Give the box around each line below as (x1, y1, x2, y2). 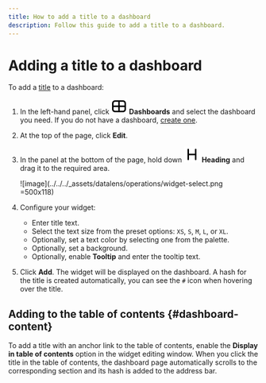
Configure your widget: (19, 203, 96, 212)
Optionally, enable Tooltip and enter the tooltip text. (31, 252, 201, 261)
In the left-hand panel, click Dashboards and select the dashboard (19, 107, 256, 117)
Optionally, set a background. (31, 243, 129, 253)
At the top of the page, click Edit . (19, 131, 129, 141)
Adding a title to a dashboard (8, 56, 202, 75)
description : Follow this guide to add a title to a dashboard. (8, 21, 226, 29)
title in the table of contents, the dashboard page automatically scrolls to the (8, 358, 258, 367)
